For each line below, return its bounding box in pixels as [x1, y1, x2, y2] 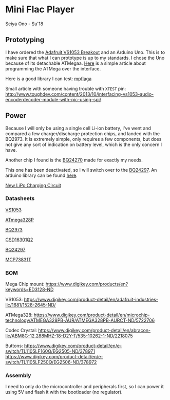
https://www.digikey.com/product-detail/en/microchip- [33, 312, 150, 318]
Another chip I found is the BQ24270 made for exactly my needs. [5, 157, 143, 163]
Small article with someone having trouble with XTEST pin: [5, 85, 126, 92]
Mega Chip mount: [5, 281, 45, 287]
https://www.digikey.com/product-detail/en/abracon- [38, 328, 151, 334]
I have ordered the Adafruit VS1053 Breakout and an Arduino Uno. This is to [5, 49, 165, 55]
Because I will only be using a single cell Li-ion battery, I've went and [5, 125, 152, 131]
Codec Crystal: [5, 328, 37, 334]
